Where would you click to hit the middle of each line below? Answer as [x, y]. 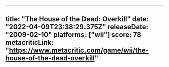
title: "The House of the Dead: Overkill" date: [77, 19]
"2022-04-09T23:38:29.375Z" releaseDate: [77, 27]
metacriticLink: [29, 43]
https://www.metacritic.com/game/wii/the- [79, 51]
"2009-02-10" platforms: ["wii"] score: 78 [73, 35]
